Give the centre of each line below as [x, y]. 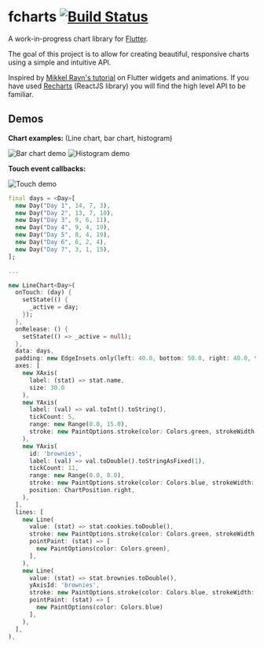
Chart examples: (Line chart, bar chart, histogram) [90, 138]
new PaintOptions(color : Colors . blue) [100, 607]
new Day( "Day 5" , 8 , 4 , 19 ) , [63, 235]
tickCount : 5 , [52, 417]
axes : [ [28, 366]
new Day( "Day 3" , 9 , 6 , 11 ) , [63, 220]
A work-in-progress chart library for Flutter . [78, 39]
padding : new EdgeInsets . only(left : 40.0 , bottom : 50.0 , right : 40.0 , [133, 358]
